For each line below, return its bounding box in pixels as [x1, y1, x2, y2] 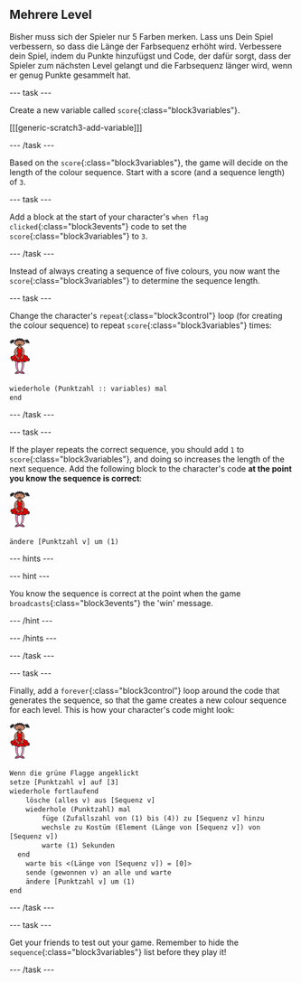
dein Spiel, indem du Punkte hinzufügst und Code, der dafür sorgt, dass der [9, 50, 292, 61]
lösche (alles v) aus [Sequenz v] [25, 795, 155, 805]
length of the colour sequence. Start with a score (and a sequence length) [9, 166, 286, 177]
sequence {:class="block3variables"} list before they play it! [9, 946, 227, 957]
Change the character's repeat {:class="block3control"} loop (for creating [9, 310, 283, 321]
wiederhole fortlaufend [9, 786, 99, 796]
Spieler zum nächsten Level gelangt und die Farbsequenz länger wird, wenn [9, 60, 293, 70]
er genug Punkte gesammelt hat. [9, 70, 131, 80]
